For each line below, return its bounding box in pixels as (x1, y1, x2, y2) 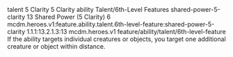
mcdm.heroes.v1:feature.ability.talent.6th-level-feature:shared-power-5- (7, 20, 215, 28)
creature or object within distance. (7, 42, 106, 50)
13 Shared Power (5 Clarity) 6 (26, 13, 111, 21)
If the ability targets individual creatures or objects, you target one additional (7, 35, 226, 43)
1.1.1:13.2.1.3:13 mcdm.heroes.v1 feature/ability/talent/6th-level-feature (26, 28, 226, 35)
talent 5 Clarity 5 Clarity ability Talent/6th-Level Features (7, 6, 170, 13)
